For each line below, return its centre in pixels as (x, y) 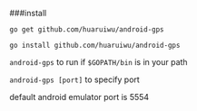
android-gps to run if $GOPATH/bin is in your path (98, 62)
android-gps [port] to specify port (75, 79)
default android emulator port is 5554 (79, 97)
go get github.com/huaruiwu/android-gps (87, 30)
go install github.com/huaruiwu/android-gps (95, 45)
